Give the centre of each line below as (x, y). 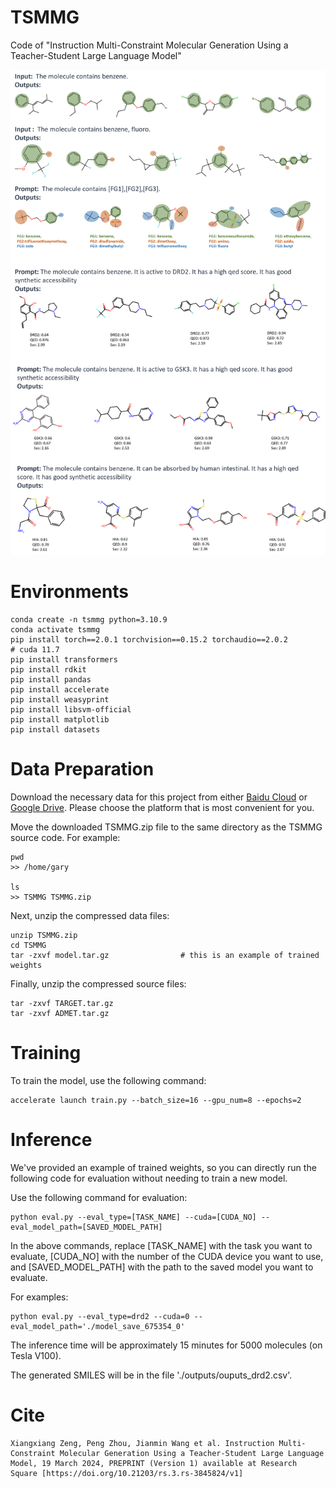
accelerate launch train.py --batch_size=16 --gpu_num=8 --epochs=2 (156, 1100)
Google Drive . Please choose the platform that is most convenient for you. (162, 807)
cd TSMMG (28, 945)
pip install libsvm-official (71, 709)
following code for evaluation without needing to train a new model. (149, 1178)
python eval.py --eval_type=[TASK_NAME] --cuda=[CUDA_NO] (133, 1217)
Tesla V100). (36, 1355)
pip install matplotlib (60, 719)
